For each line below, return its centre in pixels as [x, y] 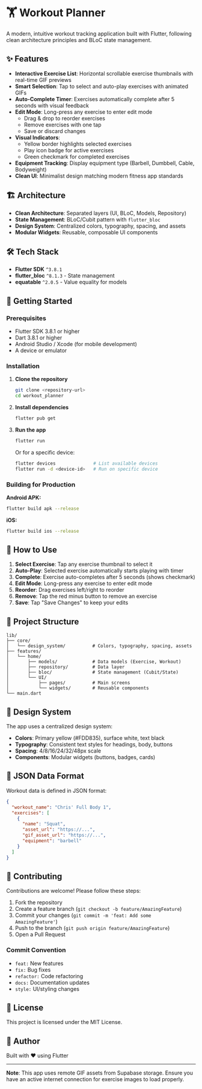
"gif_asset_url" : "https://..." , [64, 836]
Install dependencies [42, 408]
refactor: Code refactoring [49, 976]
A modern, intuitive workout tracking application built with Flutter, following [99, 33]
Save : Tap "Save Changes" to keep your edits [72, 603]
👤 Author [23, 1041]
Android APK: [24, 497]
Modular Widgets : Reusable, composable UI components [86, 232]
